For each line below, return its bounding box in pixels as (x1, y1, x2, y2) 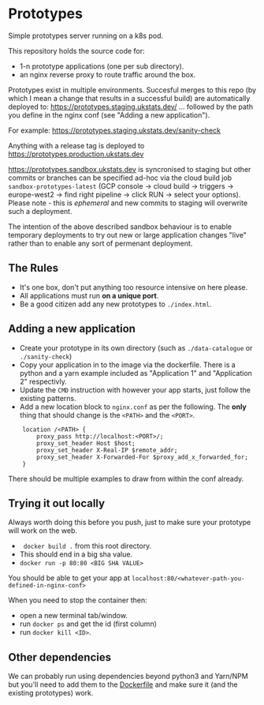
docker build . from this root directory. (23, 542, 152, 551)
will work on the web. (8, 526, 77, 535)
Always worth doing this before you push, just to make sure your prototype (8, 518, 251, 527)
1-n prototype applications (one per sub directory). (19, 61, 184, 71)
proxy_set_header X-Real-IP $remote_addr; (36, 446, 178, 454)
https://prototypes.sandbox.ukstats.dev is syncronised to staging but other (8, 164, 251, 174)
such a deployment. (8, 206, 73, 216)
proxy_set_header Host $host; (36, 439, 136, 447)
